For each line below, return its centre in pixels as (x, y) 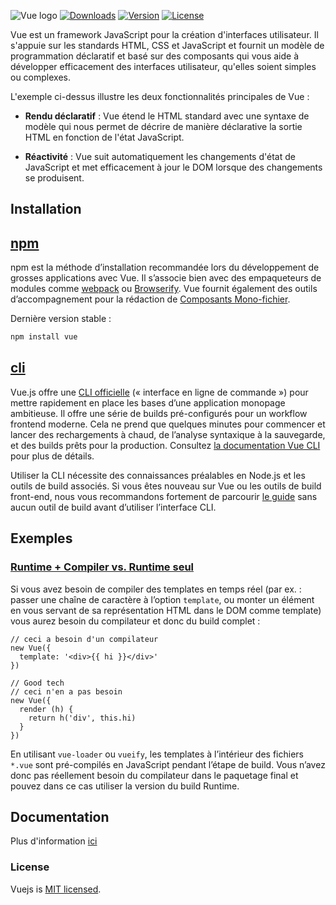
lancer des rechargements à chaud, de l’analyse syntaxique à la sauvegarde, (168, 434)
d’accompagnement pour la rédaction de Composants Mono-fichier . (150, 299)
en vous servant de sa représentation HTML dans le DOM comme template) (166, 610)
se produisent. (54, 178)
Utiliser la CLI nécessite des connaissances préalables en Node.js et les (158, 475)
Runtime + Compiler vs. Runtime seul (102, 567)
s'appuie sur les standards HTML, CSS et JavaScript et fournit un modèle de (167, 45)
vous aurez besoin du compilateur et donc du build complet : (135, 621)
